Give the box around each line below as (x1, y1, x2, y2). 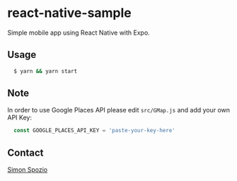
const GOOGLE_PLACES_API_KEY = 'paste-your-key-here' (13, 127, 175, 134)
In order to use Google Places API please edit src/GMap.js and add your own (7, 106, 231, 115)
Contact (7, 146, 44, 158)
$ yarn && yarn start (13, 67, 78, 75)
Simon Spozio (7, 165, 48, 174)
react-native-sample (7, 5, 132, 21)
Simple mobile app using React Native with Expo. (7, 28, 150, 37)
